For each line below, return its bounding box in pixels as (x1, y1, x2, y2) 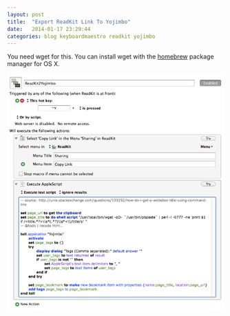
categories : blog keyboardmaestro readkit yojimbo (7, 33, 156, 40)
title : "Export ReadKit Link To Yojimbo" (7, 18, 131, 25)
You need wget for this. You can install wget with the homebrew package (7, 52, 215, 61)
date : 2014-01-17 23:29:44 (7, 25, 91, 32)
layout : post (7, 11, 45, 18)
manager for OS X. (7, 60, 60, 68)
